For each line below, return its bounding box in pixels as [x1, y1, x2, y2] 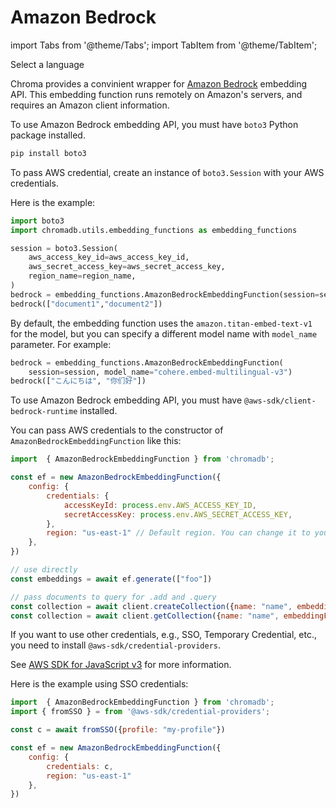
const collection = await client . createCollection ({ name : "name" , [10, 601, 293, 611]
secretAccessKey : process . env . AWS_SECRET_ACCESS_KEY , [63, 509, 293, 520]
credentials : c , [46, 761, 114, 771]
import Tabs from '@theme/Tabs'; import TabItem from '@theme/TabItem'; [10, 39, 318, 51]
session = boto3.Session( [10, 243, 118, 253]
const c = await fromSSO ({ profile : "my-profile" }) [10, 725, 226, 735]
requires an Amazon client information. [10, 99, 170, 111]
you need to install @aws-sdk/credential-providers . [10, 639, 222, 651]
